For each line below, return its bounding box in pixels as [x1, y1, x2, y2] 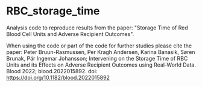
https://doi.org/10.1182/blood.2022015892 [6, 74, 110, 81]
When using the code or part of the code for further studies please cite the [6, 42, 192, 49]
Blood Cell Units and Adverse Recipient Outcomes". [6, 30, 134, 37]
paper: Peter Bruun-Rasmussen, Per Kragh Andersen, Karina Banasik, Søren [6, 48, 195, 55]
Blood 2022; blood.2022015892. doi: [6, 67, 98, 74]
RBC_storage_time [6, 4, 100, 18]
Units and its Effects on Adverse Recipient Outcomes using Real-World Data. [6, 61, 196, 68]
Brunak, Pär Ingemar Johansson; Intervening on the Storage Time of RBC [6, 55, 188, 62]
